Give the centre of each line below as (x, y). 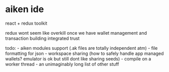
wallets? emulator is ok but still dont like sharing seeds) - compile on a (78, 58)
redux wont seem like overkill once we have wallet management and (76, 33)
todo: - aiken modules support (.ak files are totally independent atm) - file (81, 48)
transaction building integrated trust (42, 38)
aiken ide (25, 9)
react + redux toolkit (26, 23)
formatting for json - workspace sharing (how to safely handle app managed (84, 53)
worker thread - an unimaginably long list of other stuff (62, 64)
